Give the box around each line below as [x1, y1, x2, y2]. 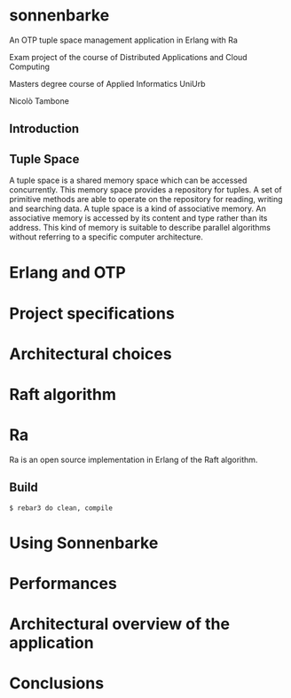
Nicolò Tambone [9, 95, 69, 106]
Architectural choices [9, 343, 172, 364]
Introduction [9, 122, 80, 137]
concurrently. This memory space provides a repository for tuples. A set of [9, 184, 282, 195]
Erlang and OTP [9, 263, 126, 283]
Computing [9, 61, 51, 72]
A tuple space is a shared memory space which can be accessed [9, 175, 248, 186]
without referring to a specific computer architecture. [9, 231, 204, 242]
